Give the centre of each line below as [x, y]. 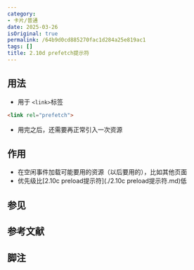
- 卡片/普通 [23, 20]
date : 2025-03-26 [33, 27]
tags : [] [20, 47]
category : [22, 14]
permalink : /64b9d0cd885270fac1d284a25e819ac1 [77, 40]
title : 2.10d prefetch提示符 [48, 54]
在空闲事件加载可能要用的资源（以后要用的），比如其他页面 [102, 172]
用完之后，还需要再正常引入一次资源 [70, 129]
